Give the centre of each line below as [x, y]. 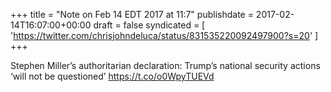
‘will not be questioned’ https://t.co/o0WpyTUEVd [112, 76]
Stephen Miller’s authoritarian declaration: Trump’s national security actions [165, 65]
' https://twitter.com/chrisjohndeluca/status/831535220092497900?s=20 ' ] [164, 35]
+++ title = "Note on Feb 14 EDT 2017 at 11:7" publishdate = [132, 14]
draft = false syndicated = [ [149, 25]
